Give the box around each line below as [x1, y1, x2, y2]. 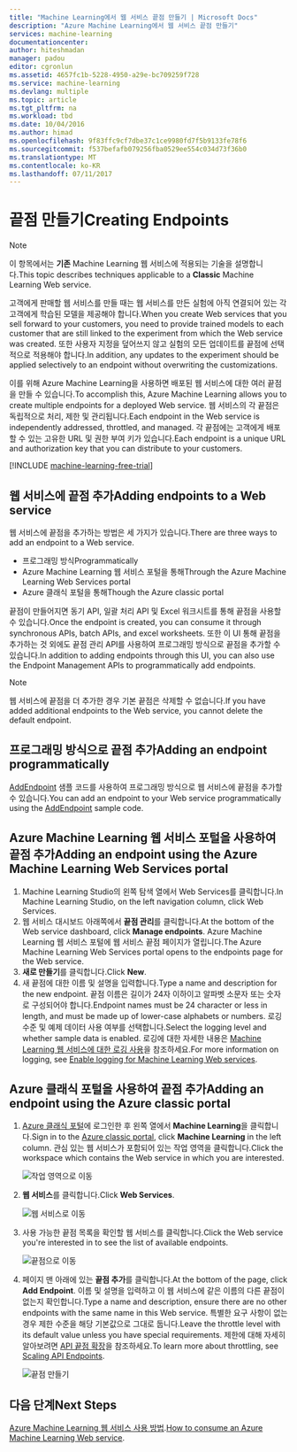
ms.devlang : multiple [9, 87, 89, 96]
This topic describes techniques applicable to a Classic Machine [18, 269, 255, 280]
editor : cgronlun [9, 63, 73, 72]
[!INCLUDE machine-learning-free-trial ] [9, 460, 153, 471]
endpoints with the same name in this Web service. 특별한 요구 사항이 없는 [21, 1308, 288, 1318]
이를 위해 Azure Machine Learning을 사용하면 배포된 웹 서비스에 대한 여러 [9, 378, 266, 389]
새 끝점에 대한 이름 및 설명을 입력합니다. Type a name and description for [21, 977, 278, 988]
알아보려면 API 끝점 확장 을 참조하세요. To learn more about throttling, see [21, 1340, 278, 1351]
